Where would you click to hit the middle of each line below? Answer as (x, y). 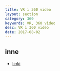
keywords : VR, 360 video (30, 23)
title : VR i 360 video (28, 9)
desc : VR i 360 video (27, 28)
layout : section (21, 14)
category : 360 (20, 18)
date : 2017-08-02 (23, 32)
